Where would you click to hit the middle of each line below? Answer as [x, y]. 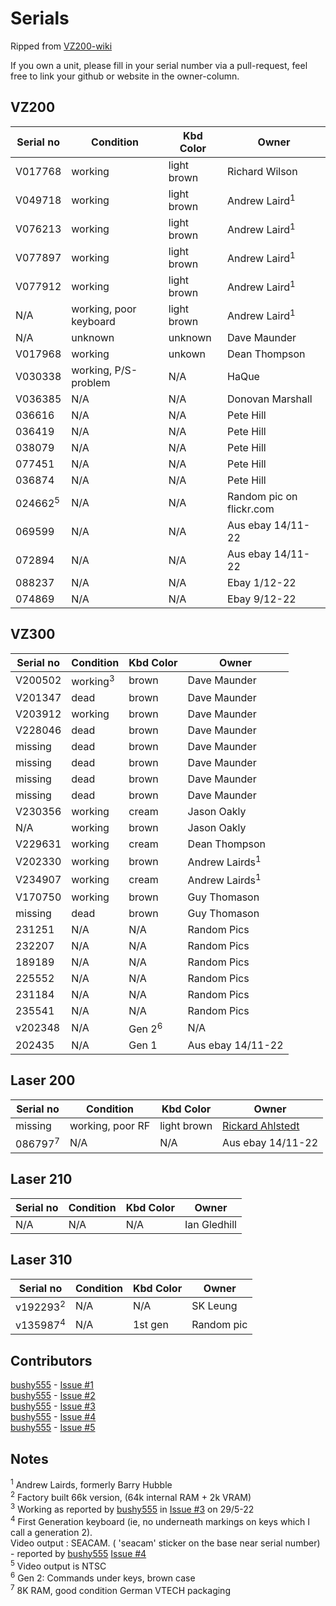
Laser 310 [41, 1260]
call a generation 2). [51, 1532]
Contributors [51, 1360]
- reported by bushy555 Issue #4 [78, 1553]
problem [91, 382]
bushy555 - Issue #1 [52, 1385]
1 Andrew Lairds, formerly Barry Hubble [91, 1484]
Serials [40, 18]
